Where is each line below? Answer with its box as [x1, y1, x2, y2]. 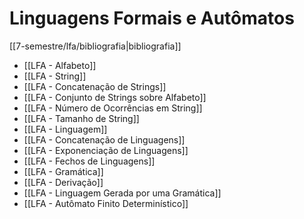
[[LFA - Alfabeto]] [23, 59, 97, 71]
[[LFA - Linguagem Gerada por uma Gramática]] [23, 187, 222, 199]
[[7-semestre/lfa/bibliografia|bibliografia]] [9, 40, 182, 52]
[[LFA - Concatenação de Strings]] [23, 80, 167, 92]
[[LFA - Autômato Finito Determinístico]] [23, 197, 189, 209]
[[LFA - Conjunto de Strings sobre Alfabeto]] [23, 91, 207, 103]
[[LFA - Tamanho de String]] [23, 112, 140, 124]
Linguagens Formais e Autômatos [9, 7, 295, 30]
